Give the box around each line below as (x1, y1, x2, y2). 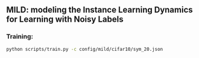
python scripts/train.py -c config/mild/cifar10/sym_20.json (6, 46, 163, 52)
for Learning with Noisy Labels (6, 14, 124, 25)
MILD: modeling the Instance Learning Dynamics (6, 5, 193, 15)
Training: (6, 33, 33, 41)
